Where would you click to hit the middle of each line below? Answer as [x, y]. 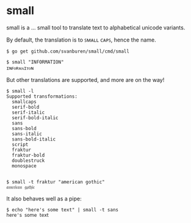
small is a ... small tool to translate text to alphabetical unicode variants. [96, 27]
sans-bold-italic [34, 139]
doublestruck [28, 160]
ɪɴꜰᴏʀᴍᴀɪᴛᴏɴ [20, 68]
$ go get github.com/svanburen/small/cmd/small [68, 51]
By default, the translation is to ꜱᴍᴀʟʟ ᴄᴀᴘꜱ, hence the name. [81, 40]
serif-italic [28, 112]
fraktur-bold [28, 155]
